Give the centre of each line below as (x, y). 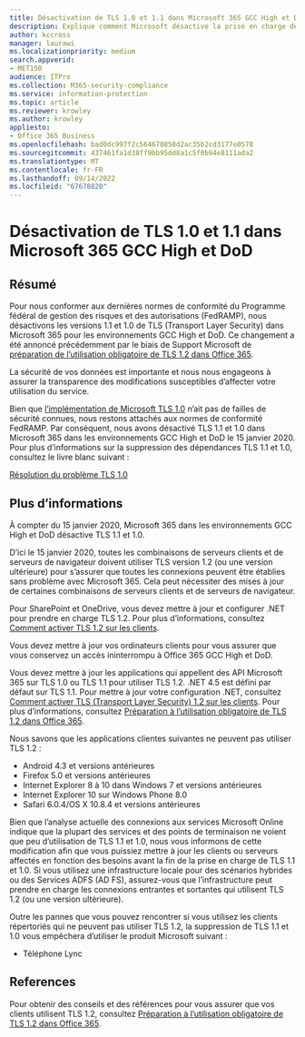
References (43, 982)
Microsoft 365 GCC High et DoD (131, 251)
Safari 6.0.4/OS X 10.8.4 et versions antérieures (112, 804)
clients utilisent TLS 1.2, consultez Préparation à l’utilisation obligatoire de (147, 1013)
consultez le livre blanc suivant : (69, 457)
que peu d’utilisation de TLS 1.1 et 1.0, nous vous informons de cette (136, 841)
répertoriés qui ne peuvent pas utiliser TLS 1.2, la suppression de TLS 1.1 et (149, 926)
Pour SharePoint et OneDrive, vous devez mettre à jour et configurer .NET (148, 608)
